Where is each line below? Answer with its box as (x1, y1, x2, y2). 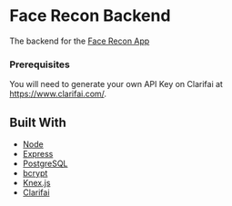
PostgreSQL (22, 158, 68, 169)
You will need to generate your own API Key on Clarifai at (9, 79, 223, 90)
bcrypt (22, 168, 48, 179)
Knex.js (22, 178, 51, 189)
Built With (9, 114, 66, 130)
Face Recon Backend (9, 5, 171, 26)
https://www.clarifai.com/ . (9, 88, 107, 100)
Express (22, 149, 54, 160)
